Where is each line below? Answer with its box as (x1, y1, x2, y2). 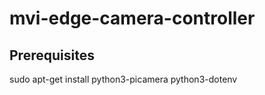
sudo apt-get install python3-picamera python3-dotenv (9, 73, 238, 85)
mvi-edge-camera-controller (9, 7, 256, 30)
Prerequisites (9, 47, 95, 64)
